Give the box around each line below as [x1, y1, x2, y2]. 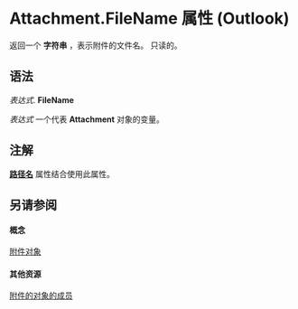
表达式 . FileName [9, 94, 75, 105]
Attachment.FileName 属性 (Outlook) [9, 8, 290, 29]
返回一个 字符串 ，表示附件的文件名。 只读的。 [9, 40, 182, 51]
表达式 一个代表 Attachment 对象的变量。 [9, 114, 165, 125]
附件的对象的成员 [9, 290, 73, 301]
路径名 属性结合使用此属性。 [9, 168, 115, 179]
